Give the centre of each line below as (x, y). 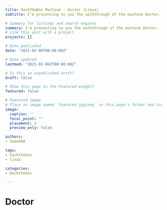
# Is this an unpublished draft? (40, 73)
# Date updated (21, 59)
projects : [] (19, 37)
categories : (17, 168)
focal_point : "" (26, 119)
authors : (14, 137)
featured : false (22, 91)
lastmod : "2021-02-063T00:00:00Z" (41, 64)
